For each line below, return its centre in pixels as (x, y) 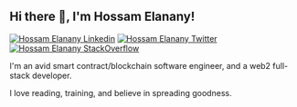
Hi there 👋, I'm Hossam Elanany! (102, 17)
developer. (52, 75)
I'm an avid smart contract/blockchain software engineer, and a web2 (140, 65)
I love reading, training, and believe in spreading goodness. (121, 92)
